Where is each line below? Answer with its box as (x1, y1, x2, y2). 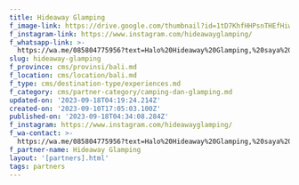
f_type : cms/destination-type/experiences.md (9, 79, 181, 88)
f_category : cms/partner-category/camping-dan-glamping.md (9, 87, 233, 96)
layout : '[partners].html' (9, 153, 109, 163)
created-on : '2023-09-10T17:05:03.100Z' (9, 104, 162, 113)
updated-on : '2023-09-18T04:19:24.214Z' (9, 95, 162, 105)
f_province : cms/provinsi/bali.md (9, 63, 138, 72)
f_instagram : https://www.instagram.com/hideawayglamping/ (9, 121, 233, 130)
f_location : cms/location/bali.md (9, 71, 138, 80)
